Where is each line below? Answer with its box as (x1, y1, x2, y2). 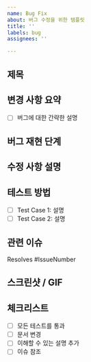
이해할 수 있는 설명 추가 (16, 339, 80, 347)
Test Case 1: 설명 (16, 206, 64, 214)
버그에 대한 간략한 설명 (16, 114, 78, 122)
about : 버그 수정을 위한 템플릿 (7, 16, 85, 23)
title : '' (7, 23, 36, 29)
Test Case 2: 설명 (16, 215, 66, 223)
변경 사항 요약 (7, 94, 62, 106)
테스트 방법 (7, 186, 51, 198)
